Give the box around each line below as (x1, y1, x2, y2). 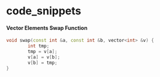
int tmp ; (28, 43, 50, 49)
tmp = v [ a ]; (28, 49, 58, 55)
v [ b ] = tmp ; (28, 60, 58, 66)
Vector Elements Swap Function (6, 24, 88, 31)
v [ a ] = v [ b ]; (28, 54, 61, 60)
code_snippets (6, 4, 81, 18)
